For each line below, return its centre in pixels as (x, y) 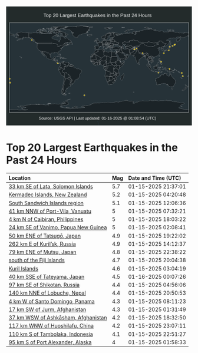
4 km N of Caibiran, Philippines (46, 219)
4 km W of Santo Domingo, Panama (52, 301)
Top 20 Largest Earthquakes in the (92, 147)
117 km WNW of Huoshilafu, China (51, 326)
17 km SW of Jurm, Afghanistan (47, 309)
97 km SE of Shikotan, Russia (44, 285)
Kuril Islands (23, 268)
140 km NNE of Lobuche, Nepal (47, 293)
